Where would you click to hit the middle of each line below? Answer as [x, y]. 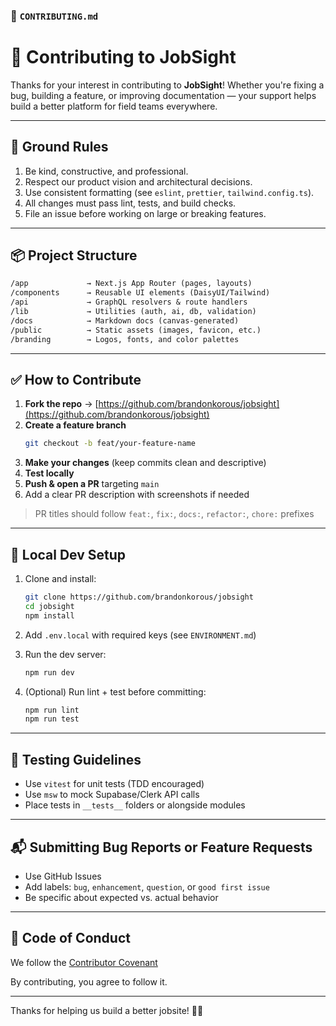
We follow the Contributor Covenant [84, 962]
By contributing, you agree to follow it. [89, 981]
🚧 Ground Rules [59, 147]
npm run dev [49, 672]
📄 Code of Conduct [70, 938]
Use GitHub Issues [63, 876]
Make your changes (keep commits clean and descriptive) [145, 463]
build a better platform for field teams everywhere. [114, 106]
